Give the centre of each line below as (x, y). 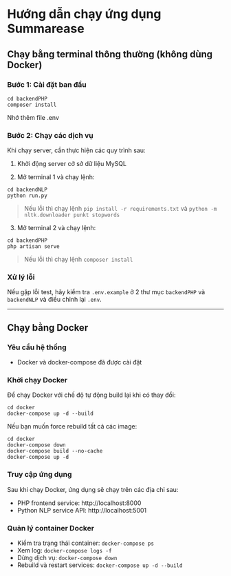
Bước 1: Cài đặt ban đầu (47, 84)
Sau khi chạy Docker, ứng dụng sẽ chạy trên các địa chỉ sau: (93, 489)
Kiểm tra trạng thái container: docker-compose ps (86, 543)
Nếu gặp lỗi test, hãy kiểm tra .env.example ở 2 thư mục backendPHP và (106, 292)
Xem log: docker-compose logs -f (64, 551)
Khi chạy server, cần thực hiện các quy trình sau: (76, 150)
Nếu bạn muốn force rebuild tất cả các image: (72, 426)
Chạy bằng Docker (48, 328)
